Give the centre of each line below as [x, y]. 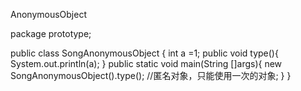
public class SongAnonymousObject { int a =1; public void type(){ [144, 53]
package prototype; [51, 33]
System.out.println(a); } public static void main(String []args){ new [146, 63]
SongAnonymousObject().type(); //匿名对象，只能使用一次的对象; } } [151, 75]
